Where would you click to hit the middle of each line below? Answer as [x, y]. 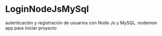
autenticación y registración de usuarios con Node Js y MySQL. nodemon [81, 23]
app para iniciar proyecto [31, 28]
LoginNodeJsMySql [47, 9]
